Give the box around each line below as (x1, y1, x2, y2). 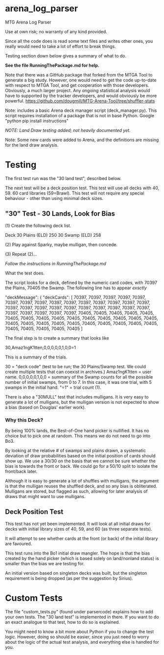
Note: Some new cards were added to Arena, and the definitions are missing (5, 137, 159, 143)
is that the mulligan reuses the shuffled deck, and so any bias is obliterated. (5, 483, 158, 489)
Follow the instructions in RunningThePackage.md (5, 260, 106, 266)
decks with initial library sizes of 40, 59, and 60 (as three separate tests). (5, 526, 153, 532)
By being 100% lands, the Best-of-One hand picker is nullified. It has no (5, 428, 149, 433)
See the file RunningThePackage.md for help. (5, 62, 99, 68)
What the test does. (5, 270, 45, 276)
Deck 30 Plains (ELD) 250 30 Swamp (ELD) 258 (5, 232, 101, 238)
